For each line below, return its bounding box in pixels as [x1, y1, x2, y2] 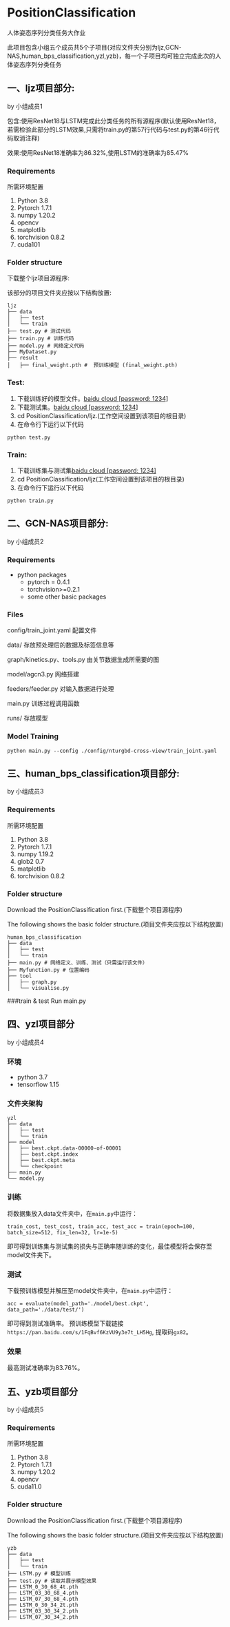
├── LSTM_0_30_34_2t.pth [7, 1602, 79, 1608]
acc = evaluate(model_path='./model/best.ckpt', [7, 1300, 149, 1307]
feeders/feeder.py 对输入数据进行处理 [7, 685, 114, 693]
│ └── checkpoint [7, 1163, 63, 1170]
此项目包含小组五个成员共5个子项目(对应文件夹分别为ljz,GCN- [7, 43, 182, 51]
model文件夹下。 [7, 1250, 55, 1258]
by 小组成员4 [7, 1038, 45, 1046]
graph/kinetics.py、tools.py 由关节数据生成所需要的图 [7, 656, 160, 664]
